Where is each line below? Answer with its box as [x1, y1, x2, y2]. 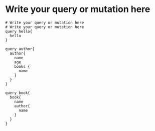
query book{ [5, 90, 30, 95]
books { [14, 64, 30, 69]
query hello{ [5, 29, 33, 34]
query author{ [5, 46, 35, 51]
